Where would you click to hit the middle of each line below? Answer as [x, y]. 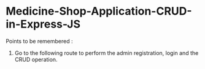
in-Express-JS [43, 24]
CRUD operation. [36, 59]
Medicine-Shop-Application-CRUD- [99, 11]
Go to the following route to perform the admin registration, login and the [106, 53]
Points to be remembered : [39, 41]
